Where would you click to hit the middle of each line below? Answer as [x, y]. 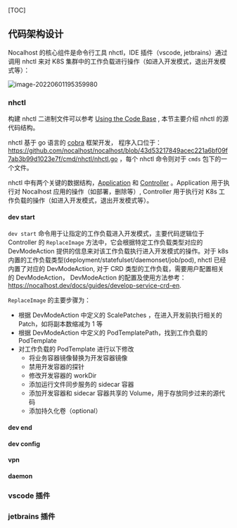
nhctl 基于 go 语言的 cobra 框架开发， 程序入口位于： [85, 143]
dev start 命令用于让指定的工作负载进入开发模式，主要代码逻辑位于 [106, 234]
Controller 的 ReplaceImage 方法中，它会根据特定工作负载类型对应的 [105, 242]
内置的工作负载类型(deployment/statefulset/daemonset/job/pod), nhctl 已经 [117, 260]
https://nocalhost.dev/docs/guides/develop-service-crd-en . [95, 286]
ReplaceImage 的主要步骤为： [49, 300]
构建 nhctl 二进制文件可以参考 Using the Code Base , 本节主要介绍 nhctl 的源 [118, 119]
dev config [24, 443]
